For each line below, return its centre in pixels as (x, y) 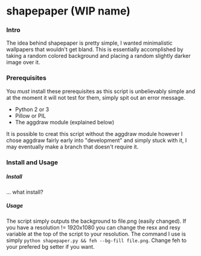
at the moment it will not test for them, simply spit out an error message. (96, 97)
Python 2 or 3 (32, 109)
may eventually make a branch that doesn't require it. (72, 147)
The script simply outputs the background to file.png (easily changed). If (96, 221)
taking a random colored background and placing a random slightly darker (99, 56)
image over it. (23, 62)
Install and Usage (32, 162)
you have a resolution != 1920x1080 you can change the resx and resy (94, 227)
